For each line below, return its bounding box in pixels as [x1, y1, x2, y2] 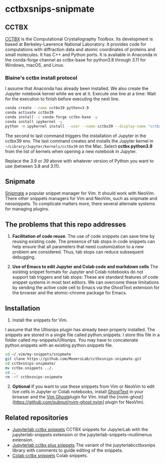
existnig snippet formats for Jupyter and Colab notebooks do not [12, 269, 143, 275]
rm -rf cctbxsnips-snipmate [5, 375, 63, 379]
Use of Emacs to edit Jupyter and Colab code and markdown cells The [12, 264, 159, 270]
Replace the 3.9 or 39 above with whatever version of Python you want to [5, 158, 154, 164]
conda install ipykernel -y [5, 119, 63, 124]
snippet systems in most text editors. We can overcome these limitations [12, 279, 159, 286]
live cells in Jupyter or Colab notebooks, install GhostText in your [12, 389, 144, 395]
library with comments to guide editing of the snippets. [12, 447, 123, 453]
